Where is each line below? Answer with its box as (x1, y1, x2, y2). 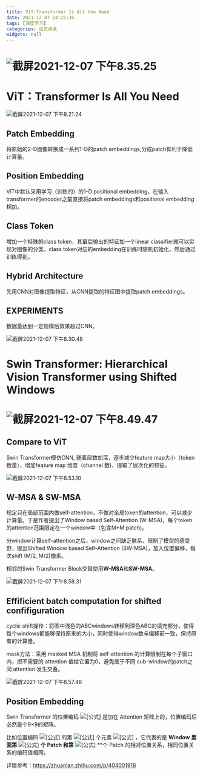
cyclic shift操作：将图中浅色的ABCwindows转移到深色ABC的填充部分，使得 (6, 622, 195, 629)
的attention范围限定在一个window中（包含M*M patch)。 (6, 524, 147, 531)
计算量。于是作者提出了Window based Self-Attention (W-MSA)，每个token (6, 517, 193, 524)
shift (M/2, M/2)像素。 (11, 552, 67, 560)
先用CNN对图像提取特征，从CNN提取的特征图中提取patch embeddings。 (6, 287, 188, 295)
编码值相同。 (16, 748, 49, 756)
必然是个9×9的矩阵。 (6, 720, 59, 728)
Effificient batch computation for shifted (6, 596, 162, 606)
